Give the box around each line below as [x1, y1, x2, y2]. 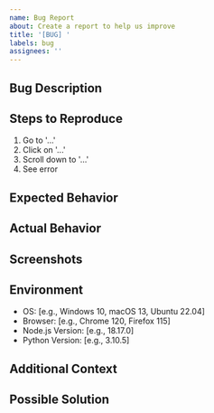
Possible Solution [9, 392, 110, 408]
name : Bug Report [9, 13, 75, 23]
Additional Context [9, 361, 117, 376]
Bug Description [9, 80, 102, 96]
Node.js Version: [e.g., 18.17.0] [22, 325, 135, 336]
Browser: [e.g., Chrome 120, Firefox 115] [22, 315, 172, 326]
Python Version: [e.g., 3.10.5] [22, 335, 130, 346]
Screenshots [9, 251, 83, 267]
